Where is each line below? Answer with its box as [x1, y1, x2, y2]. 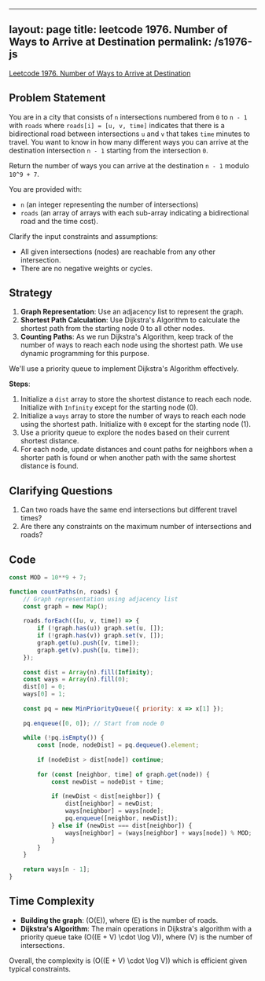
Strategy [9, 286, 53, 299]
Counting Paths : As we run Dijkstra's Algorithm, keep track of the [20, 332, 234, 342]
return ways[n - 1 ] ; [23, 865, 90, 873]
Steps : [9, 379, 31, 389]
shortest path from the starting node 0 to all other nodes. [20, 324, 205, 333]
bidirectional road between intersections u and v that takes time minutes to [9, 129, 251, 138]
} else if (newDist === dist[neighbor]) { [50, 821, 193, 829]
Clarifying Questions [9, 484, 113, 498]
